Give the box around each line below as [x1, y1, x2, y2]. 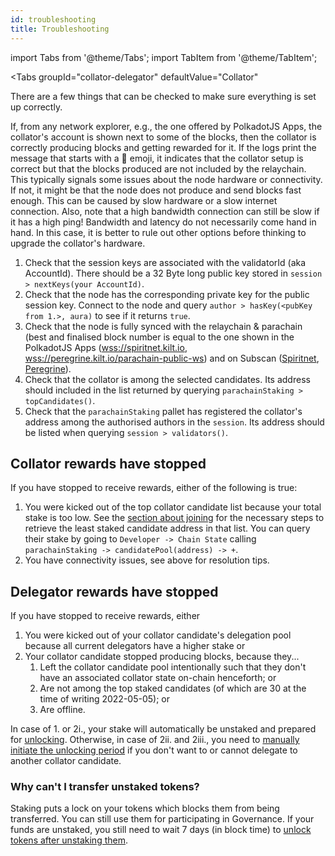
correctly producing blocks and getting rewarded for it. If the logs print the [10, 141, 317, 153]
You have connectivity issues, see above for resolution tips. [24, 554, 270, 566]
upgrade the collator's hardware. [10, 237, 146, 249]
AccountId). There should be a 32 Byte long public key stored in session [24, 267, 323, 279]
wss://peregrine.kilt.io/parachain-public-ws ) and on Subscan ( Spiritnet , [24, 352, 320, 364]
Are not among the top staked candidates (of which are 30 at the [39, 682, 307, 695]
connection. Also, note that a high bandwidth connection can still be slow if [10, 205, 320, 217]
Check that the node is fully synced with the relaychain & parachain [24, 320, 303, 332]
